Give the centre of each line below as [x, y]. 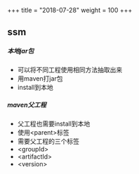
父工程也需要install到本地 [54, 124]
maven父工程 [27, 105]
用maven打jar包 [40, 79]
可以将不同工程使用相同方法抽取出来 [70, 70]
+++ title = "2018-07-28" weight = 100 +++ [70, 10]
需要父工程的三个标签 [48, 141]
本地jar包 [21, 51]
